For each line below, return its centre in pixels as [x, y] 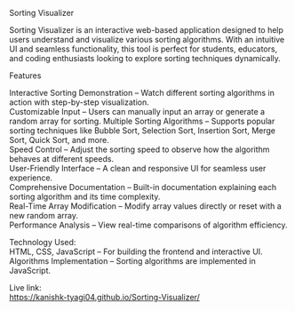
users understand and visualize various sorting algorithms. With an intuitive [147, 40]
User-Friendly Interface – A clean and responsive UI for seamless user [138, 168]
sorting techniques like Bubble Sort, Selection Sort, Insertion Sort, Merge [143, 131]
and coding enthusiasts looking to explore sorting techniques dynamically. [145, 58]
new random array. [44, 215]
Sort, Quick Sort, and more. [59, 140]
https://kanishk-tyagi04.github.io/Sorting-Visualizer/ [104, 297]
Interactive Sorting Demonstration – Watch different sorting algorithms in [142, 93]
